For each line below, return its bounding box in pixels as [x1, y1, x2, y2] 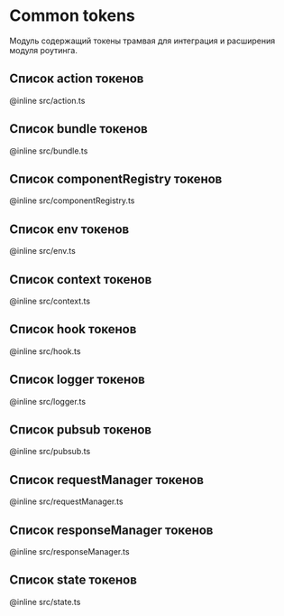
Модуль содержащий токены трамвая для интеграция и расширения [9, 35, 276, 46]
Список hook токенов [9, 322, 137, 337]
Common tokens [9, 5, 135, 26]
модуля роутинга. [9, 44, 78, 55]
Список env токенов [9, 221, 130, 237]
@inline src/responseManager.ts [9, 546, 130, 557]
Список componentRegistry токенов [9, 171, 223, 186]
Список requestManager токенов [9, 471, 205, 488]
